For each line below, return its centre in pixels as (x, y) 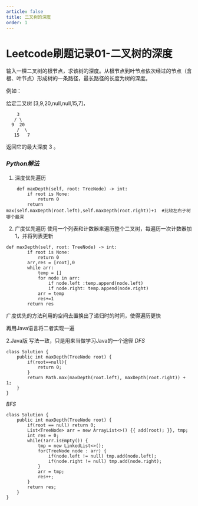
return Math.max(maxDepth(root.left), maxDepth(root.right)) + (106, 377)
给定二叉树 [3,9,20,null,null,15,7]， (47, 103)
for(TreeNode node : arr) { (72, 451)
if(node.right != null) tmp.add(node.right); (105, 461)
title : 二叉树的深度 (29, 17)
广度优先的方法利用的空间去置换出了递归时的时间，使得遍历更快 (83, 316)
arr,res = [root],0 (51, 262)
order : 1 (17, 22)
